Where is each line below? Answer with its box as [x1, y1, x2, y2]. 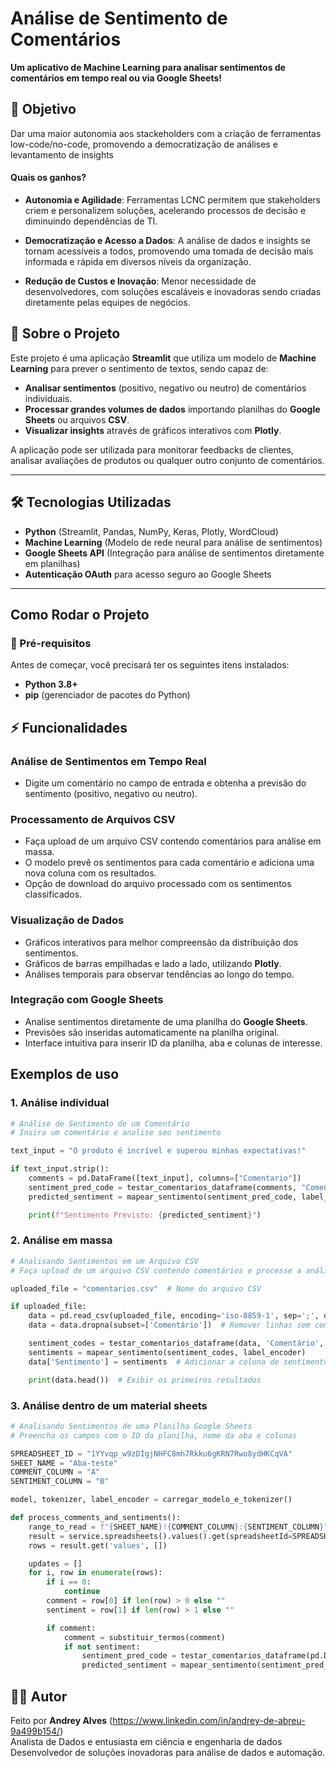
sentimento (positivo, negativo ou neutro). [24, 787, 198, 799]
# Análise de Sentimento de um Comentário [10, 1118, 190, 1129]
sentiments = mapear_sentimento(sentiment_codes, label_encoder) [28, 1347, 307, 1357]
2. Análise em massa [10, 1233, 113, 1247]
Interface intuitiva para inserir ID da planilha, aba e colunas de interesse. [24, 1037, 323, 1049]
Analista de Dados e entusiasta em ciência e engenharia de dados [10, 1735, 283, 1747]
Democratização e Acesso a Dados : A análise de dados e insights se [24, 234, 311, 246]
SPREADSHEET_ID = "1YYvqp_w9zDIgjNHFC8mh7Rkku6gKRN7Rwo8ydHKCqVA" [10, 1448, 293, 1459]
